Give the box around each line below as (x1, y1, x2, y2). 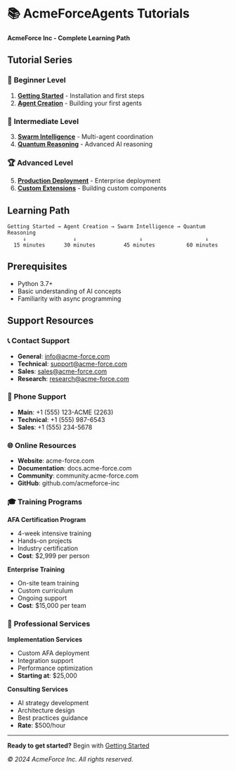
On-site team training (17, 579, 79, 588)
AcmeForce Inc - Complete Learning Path (7, 33, 131, 42)
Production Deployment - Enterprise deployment (17, 177, 161, 185)
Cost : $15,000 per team (17, 602, 86, 610)
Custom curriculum (17, 586, 74, 595)
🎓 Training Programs (7, 497, 83, 507)
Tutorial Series (7, 54, 72, 66)
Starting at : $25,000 (17, 671, 77, 680)
